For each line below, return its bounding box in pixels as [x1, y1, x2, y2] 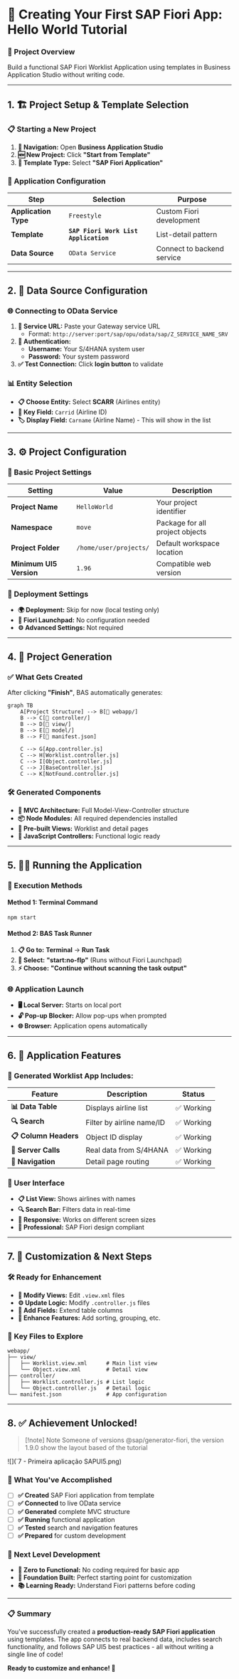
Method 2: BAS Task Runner [7, 929, 92, 938]
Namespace [11, 523, 53, 533]
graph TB [7, 702, 33, 710]
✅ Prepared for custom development [17, 1531, 127, 1540]
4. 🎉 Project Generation [7, 651, 112, 663]
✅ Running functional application [17, 1515, 115, 1524]
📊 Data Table [11, 1102, 58, 1112]
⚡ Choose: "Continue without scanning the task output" [17, 964, 187, 973]
